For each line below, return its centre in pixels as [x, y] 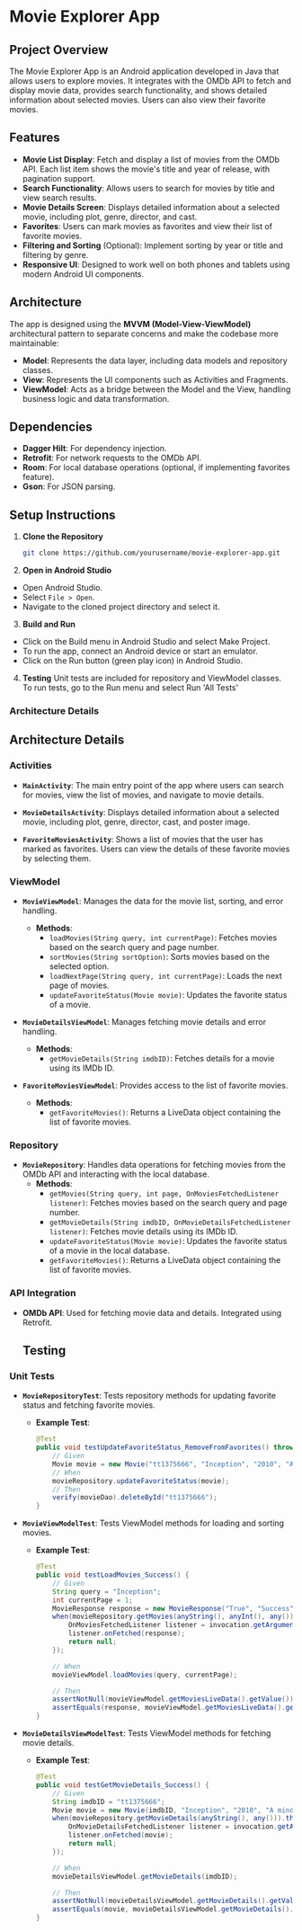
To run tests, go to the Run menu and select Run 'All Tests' [130, 688]
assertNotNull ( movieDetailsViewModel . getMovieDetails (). [161, 1901]
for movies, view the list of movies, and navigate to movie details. [143, 795]
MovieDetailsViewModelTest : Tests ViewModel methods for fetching [147, 1733]
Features [35, 138]
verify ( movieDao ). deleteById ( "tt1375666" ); [135, 1498]
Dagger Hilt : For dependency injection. [94, 449]
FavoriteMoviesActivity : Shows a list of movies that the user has [142, 839]
